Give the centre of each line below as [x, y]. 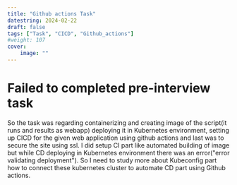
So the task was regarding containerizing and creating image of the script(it [117, 123]
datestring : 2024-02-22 [42, 20]
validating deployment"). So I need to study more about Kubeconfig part [112, 160]
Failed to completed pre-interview [109, 88]
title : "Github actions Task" [52, 14]
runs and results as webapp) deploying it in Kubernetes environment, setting [118, 130]
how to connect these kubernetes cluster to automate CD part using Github [116, 167]
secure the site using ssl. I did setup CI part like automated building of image [119, 145]
